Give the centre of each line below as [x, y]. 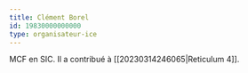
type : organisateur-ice [53, 34]
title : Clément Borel [49, 17]
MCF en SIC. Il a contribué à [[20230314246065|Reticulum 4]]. [124, 60]
